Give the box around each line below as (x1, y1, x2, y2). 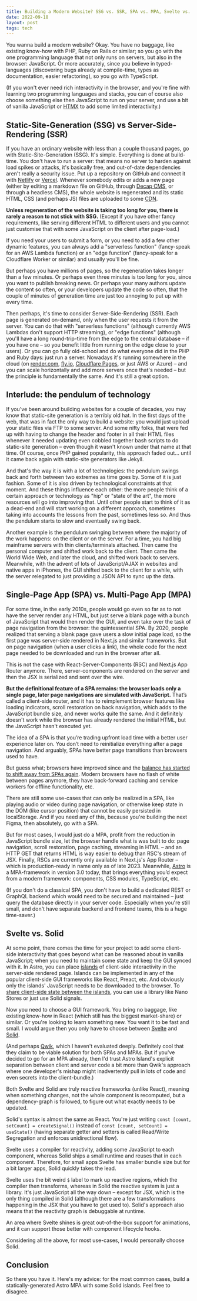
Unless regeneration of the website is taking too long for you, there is (6, 207, 178, 214)
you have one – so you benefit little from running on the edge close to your (6, 341, 187, 348)
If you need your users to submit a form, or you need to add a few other (6, 237, 180, 244)
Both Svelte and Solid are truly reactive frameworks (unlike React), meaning (6, 1085, 189, 1093)
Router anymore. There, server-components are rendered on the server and (6, 667, 190, 674)
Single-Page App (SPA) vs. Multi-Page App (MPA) (6, 590, 192, 600)
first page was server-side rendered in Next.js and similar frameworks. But (6, 637, 187, 644)
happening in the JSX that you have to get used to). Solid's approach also (6, 1201, 184, 1208)
